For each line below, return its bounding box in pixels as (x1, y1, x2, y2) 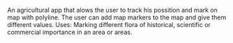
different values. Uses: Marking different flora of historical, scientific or (7, 21, 211, 28)
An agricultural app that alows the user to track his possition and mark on (7, 6, 218, 14)
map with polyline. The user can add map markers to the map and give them (7, 13, 227, 21)
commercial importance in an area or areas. (7, 28, 133, 36)
